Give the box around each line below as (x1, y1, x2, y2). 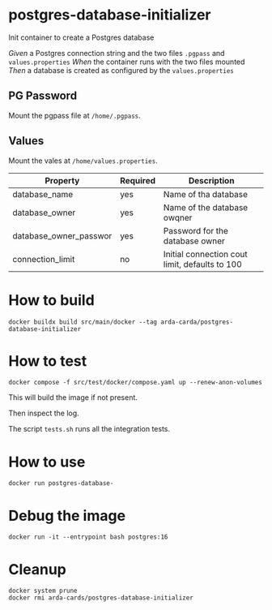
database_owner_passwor (12, 230, 113, 241)
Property (44, 174, 80, 186)
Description (188, 174, 235, 186)
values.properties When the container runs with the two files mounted (8, 57, 245, 67)
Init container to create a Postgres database (8, 32, 155, 42)
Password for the (163, 225, 229, 236)
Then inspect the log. (8, 408, 79, 419)
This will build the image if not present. (8, 393, 138, 402)
